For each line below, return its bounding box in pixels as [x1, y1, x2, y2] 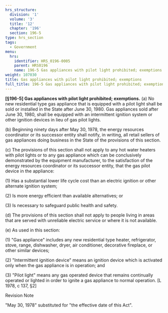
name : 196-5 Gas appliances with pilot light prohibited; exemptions [14, 68, 162, 73]
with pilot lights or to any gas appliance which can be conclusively [5, 152, 141, 158]
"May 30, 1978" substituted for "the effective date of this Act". [5, 302, 133, 308]
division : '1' [9, 12, 39, 17]
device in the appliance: [5, 168, 54, 174]
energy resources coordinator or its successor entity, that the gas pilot [5, 162, 150, 168]
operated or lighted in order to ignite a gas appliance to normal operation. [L [5, 277, 161, 283]
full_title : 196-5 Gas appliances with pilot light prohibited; [5, 81, 142, 86]
